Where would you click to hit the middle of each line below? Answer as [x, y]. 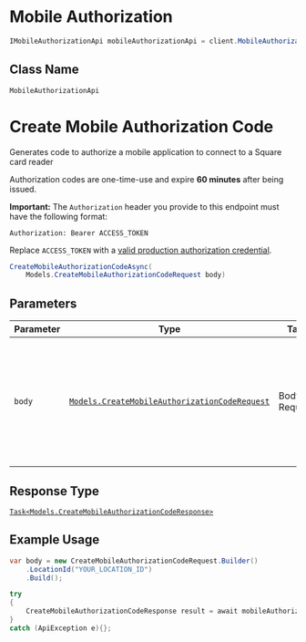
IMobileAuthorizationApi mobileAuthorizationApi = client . [124, 41]
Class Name [44, 70]
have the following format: [58, 216]
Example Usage [55, 540]
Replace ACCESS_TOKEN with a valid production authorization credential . [141, 250]
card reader [31, 161]
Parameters [43, 303]
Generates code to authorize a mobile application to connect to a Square [146, 151]
